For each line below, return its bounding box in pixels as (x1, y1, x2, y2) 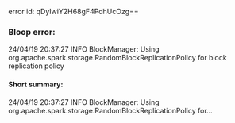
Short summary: (8, 79, 64, 89)
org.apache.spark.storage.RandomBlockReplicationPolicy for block (8, 53, 228, 63)
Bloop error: (8, 26, 56, 37)
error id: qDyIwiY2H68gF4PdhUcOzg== (8, 7, 139, 16)
